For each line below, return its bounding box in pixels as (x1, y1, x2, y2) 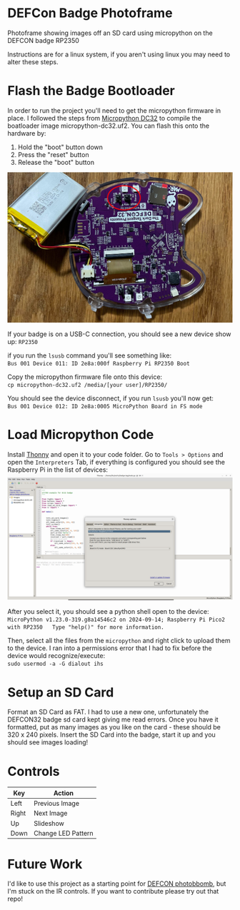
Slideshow (33, 819, 64, 827)
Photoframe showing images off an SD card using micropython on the (7, 29, 213, 37)
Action (53, 789, 74, 797)
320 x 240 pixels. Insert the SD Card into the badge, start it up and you (7, 730, 216, 739)
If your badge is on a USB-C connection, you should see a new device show (7, 330, 231, 338)
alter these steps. (7, 57, 59, 66)
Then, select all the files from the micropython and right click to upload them (7, 637, 231, 645)
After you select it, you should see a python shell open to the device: (7, 607, 209, 616)
